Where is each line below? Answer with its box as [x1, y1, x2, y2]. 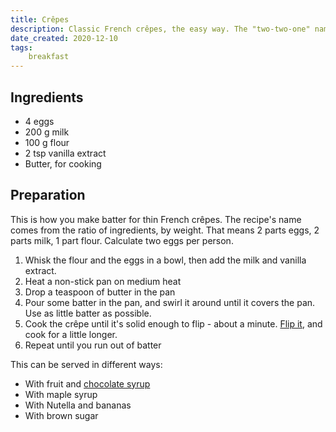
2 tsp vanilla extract [24, 147, 107, 159]
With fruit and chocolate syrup [24, 377, 151, 390]
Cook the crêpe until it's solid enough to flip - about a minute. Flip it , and [24, 317, 323, 330]
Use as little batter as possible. [24, 307, 152, 319]
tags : [10, 42, 33, 53]
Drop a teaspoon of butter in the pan [24, 286, 176, 298]
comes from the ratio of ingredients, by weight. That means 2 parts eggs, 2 [10, 224, 320, 236]
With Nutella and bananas [24, 399, 132, 411]
